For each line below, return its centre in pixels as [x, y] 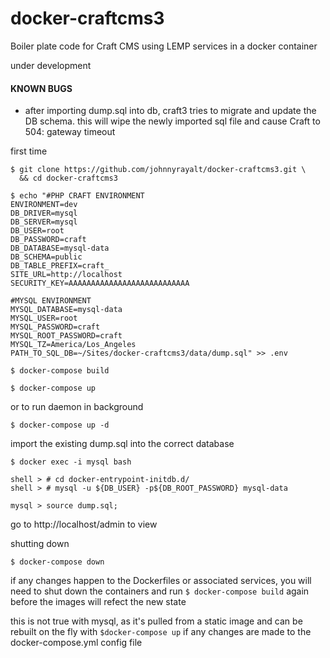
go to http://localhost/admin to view [84, 524]
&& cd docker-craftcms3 [68, 178]
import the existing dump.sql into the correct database [122, 444]
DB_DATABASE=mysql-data [60, 248]
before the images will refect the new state [98, 602]
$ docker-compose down [57, 562]
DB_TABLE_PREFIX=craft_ [60, 266]
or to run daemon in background [77, 407]
